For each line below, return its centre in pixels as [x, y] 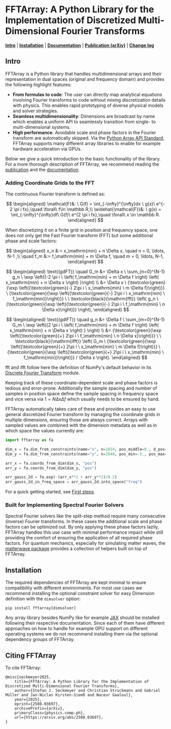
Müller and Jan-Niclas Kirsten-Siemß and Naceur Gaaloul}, [69, 695]
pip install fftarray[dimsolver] [41, 608]
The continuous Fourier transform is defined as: [55, 194]
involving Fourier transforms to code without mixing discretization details [89, 100]
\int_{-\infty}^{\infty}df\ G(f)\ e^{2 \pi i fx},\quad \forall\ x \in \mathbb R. [85, 215]
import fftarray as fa [29, 440]
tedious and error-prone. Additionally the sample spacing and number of [81, 388]
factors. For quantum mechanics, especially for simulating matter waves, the [85, 543]
